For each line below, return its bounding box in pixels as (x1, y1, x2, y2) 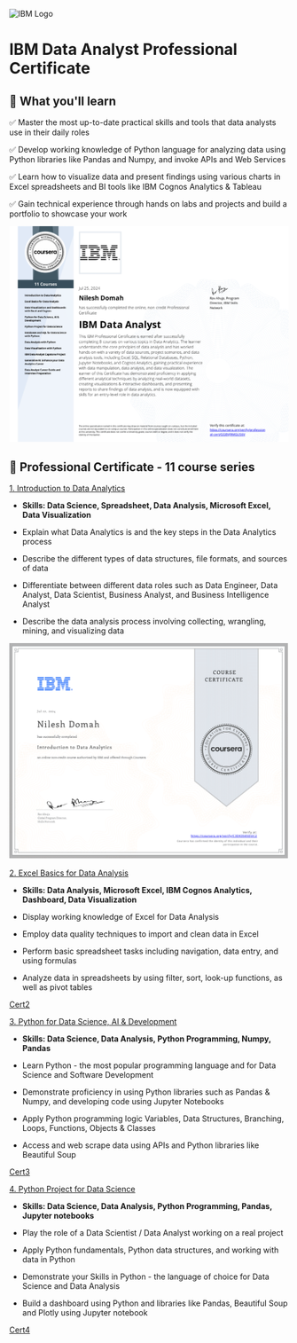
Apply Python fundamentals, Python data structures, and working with (21, 1245, 279, 1255)
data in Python (21, 1254, 75, 1265)
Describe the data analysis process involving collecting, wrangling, (21, 617, 267, 627)
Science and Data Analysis (21, 1281, 121, 1292)
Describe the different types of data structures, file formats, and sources (21, 554, 288, 564)
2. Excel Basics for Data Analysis (9, 868, 129, 878)
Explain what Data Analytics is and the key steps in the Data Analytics (21, 527, 277, 538)
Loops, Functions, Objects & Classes (21, 1123, 157, 1134)
